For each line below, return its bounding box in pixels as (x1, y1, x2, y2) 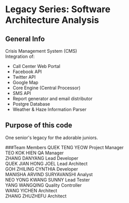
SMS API (12, 90, 31, 96)
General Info (5, 35, 45, 43)
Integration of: (5, 53, 35, 59)
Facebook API (12, 69, 42, 75)
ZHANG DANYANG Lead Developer (5, 155, 78, 161)
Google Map (12, 80, 39, 85)
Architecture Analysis (5, 14, 100, 26)
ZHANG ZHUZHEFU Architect (5, 193, 67, 199)
